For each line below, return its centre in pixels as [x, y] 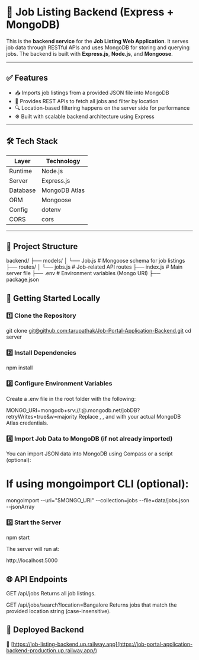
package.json [23, 280]
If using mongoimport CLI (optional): [97, 484]
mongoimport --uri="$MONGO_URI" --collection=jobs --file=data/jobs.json [98, 500]
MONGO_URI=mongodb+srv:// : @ [46, 410]
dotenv [51, 209]
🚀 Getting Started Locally [53, 298]
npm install [20, 368]
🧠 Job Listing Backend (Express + [90, 12]
